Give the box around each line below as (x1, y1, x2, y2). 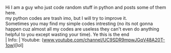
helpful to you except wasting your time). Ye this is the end (5, 32, 129, 37)
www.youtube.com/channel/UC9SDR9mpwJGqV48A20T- (43, 37, 165, 43)
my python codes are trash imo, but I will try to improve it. (5, 15, 127, 21)
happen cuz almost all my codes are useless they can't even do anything (5, 26, 159, 32)
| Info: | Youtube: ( (5, 37, 44, 43)
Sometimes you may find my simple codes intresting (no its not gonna (5, 20, 153, 26)
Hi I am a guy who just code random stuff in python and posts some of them (5, 5, 166, 10)
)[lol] (13, 42, 24, 48)
